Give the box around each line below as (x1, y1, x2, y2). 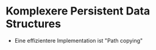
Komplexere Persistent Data (5, 4, 151, 18)
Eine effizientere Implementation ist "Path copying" (14, 37, 143, 44)
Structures (5, 17, 62, 31)
